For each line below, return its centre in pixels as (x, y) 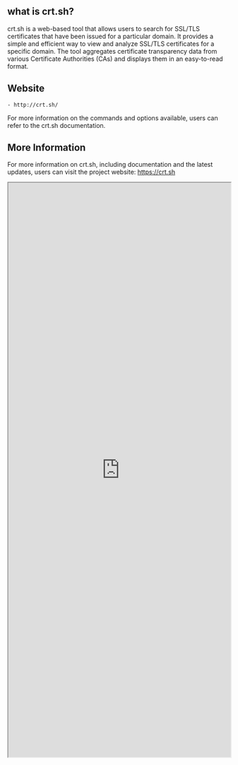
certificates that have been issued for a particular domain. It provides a (111, 36)
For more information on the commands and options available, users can (113, 118)
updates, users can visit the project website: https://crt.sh (91, 172)
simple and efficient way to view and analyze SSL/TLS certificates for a (111, 43)
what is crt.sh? (41, 12)
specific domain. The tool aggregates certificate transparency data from (112, 51)
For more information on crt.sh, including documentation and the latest (110, 165)
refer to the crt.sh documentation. (56, 125)
